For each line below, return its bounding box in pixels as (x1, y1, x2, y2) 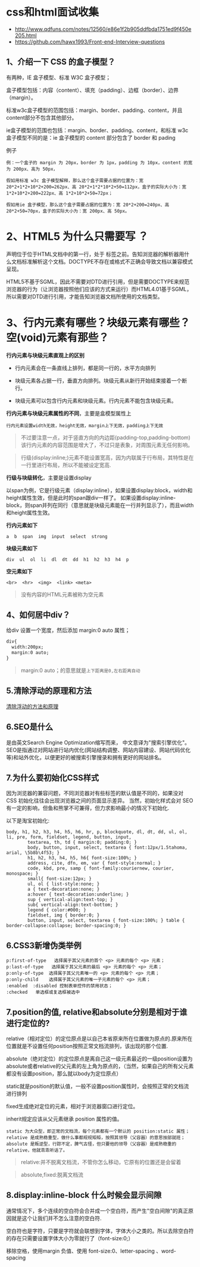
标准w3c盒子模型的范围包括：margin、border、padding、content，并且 (6, 107, 183, 114)
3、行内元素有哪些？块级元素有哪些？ (6, 316, 190, 329)
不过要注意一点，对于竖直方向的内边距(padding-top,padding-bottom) (20, 434, 190, 441)
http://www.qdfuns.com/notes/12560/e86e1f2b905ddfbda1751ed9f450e (14, 25, 192, 33)
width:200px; (11, 644, 44, 650)
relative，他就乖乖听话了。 (6, 1147, 68, 1153)
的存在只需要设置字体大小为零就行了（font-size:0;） (6, 1234, 134, 1241)
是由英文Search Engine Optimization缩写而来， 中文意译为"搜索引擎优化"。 (6, 739, 190, 746)
